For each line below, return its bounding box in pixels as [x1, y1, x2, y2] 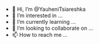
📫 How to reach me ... [11, 32, 68, 38]
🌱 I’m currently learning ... [11, 18, 76, 25]
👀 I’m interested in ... [11, 12, 63, 19]
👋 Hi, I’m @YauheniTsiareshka [11, 6, 86, 12]
